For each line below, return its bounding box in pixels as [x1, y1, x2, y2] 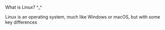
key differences [5, 19, 37, 25]
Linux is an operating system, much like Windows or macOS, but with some [5, 14, 160, 19]
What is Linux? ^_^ [5, 4, 42, 10]
